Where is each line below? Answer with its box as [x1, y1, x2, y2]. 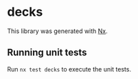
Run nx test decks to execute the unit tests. [7, 65, 132, 73]
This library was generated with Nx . [7, 27, 108, 35]
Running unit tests [7, 47, 87, 58]
